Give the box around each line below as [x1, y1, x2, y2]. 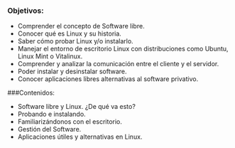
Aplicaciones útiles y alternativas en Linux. [17, 132, 143, 141]
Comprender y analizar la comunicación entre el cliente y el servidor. [17, 60, 219, 68]
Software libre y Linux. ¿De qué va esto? [17, 102, 136, 111]
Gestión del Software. [17, 125, 82, 134]
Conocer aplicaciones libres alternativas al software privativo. [17, 75, 199, 83]
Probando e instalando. [17, 110, 87, 119]
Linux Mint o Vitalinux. [17, 52, 83, 60]
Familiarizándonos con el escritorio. [17, 117, 123, 126]
